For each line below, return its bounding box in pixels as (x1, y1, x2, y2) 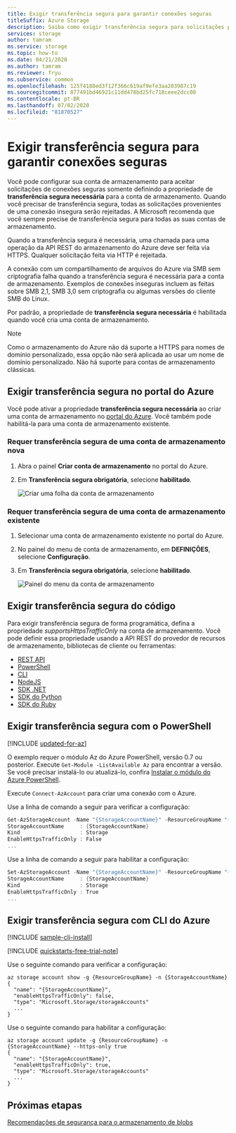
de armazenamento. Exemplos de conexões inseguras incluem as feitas (7, 279, 215, 287)
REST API (17, 655, 46, 663)
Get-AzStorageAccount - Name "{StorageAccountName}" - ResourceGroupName (7, 816, 221, 823)
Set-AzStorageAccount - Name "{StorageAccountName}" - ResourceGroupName (7, 869, 221, 876)
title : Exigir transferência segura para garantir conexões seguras (7, 10, 212, 18)
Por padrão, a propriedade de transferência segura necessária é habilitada (7, 308, 227, 316)
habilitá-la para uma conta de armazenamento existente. (7, 419, 171, 428)
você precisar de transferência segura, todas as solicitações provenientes (7, 199, 221, 208)
